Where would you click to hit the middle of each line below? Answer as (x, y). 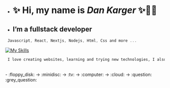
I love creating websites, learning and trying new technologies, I (81, 59)
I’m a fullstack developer (52, 29)
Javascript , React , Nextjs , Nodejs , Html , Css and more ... (72, 41)
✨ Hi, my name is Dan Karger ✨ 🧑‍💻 (85, 10)
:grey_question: (21, 79)
